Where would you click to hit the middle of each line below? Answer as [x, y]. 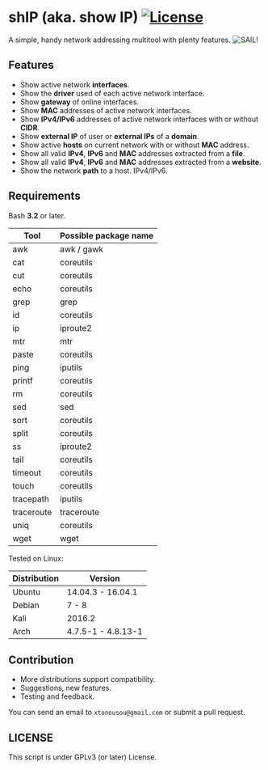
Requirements [44, 196]
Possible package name [107, 235]
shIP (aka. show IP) [73, 17]
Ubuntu [27, 592]
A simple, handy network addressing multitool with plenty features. [120, 40]
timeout [27, 472]
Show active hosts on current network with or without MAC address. [134, 145]
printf [23, 380]
